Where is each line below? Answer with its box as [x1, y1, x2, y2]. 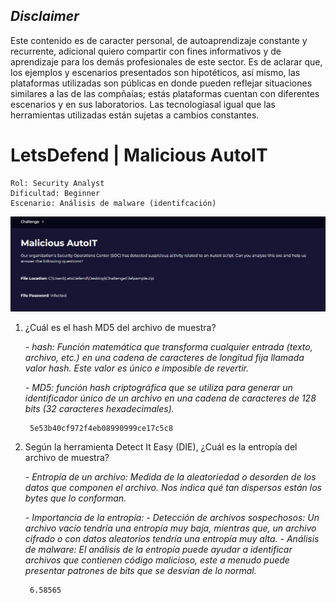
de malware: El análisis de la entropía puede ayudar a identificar [24, 543, 293, 555]
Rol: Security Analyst [10, 178, 105, 188]
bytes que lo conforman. [24, 492, 127, 504]
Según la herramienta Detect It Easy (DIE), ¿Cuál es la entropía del [24, 440, 298, 453]
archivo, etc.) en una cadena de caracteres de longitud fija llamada [24, 351, 305, 363]
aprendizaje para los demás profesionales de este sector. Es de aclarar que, [10, 55, 323, 68]
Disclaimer [10, 8, 80, 25]
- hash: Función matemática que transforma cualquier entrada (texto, [24, 340, 313, 353]
